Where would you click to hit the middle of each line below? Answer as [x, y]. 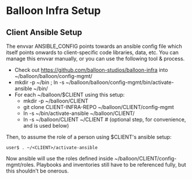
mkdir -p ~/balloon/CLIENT [56, 101]
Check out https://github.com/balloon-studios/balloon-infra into [91, 70]
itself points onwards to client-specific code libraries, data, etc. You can [92, 52]
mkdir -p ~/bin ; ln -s [39, 82]
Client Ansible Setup [44, 32]
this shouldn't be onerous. [37, 171]
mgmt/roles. [21, 165]
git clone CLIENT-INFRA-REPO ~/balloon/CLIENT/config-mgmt [98, 107]
